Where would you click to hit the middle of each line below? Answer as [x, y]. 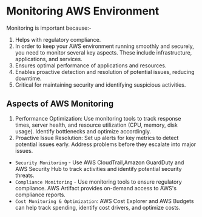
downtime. [28, 78]
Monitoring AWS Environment [83, 11]
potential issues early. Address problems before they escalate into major [106, 144]
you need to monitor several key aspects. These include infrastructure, [103, 52]
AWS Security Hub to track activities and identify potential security [98, 169]
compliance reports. [40, 195]
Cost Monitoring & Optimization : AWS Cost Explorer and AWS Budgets [104, 201]
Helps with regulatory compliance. [58, 39]
